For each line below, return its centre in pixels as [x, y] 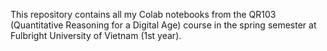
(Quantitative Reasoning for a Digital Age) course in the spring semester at [163, 25]
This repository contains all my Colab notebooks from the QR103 [143, 14]
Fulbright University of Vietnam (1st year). [96, 35]
